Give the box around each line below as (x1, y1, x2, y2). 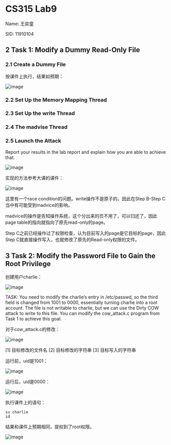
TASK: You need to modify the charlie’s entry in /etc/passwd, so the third (5, 294, 158, 300)
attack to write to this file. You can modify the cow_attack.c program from (5, 310, 160, 316)
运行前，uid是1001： (5, 358, 48, 364)
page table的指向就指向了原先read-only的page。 (5, 219, 108, 225)
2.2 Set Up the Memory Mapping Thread (5, 96, 107, 103)
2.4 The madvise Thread (5, 124, 68, 131)
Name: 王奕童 (5, 20, 34, 27)
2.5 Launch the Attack (5, 137, 61, 145)
